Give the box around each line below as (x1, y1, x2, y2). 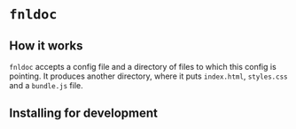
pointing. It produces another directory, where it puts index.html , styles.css (9, 71, 288, 81)
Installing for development (9, 106, 158, 121)
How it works (9, 38, 83, 53)
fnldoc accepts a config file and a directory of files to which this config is (9, 62, 277, 72)
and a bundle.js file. (9, 80, 83, 90)
